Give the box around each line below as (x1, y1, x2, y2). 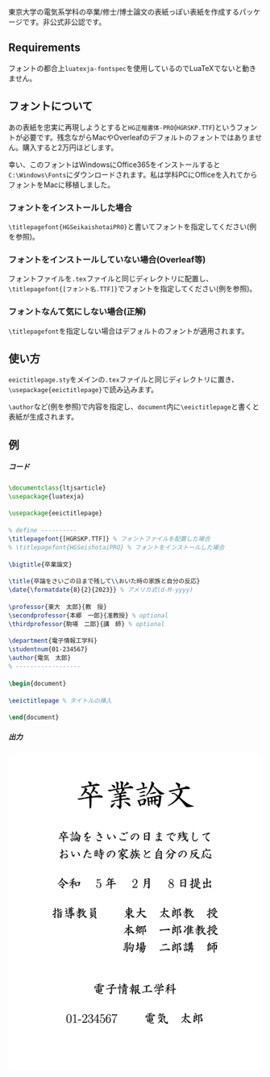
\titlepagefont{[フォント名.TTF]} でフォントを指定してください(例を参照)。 (8, 284, 257, 294)
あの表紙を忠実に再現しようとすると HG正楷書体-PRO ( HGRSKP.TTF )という (8, 122, 236, 131)
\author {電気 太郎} (8, 654, 71, 662)
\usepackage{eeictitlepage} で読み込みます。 (8, 385, 159, 394)
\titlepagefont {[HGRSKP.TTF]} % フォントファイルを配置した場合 (8, 535, 211, 543)
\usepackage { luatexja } (8, 492, 85, 500)
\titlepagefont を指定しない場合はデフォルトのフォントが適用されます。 (8, 326, 249, 336)
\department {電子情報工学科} (8, 637, 98, 645)
